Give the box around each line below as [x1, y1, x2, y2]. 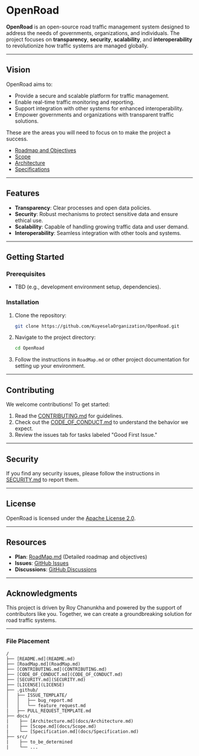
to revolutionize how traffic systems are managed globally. [6, 42, 149, 49]
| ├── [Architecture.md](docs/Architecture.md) [6, 718, 134, 724]
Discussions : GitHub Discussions [14, 566, 97, 573]
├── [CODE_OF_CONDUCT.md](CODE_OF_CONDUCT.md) [6, 671, 123, 677]
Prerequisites [6, 269, 46, 278]
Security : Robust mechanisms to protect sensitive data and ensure [14, 210, 178, 217]
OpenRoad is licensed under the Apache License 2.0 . [6, 514, 136, 522]
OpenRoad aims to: [6, 81, 53, 88]
